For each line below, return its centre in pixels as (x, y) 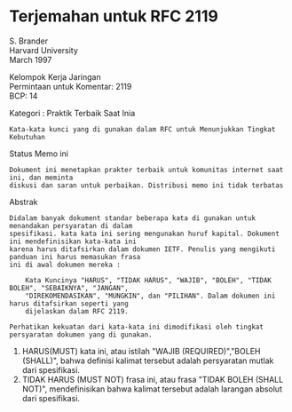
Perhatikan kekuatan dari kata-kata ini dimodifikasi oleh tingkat (137, 327)
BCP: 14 (24, 96)
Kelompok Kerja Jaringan (55, 76)
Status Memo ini (39, 154)
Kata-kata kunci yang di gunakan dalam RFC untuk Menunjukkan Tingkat (142, 129)
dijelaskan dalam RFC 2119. (77, 311)
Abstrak (24, 202)
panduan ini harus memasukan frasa (75, 257)
